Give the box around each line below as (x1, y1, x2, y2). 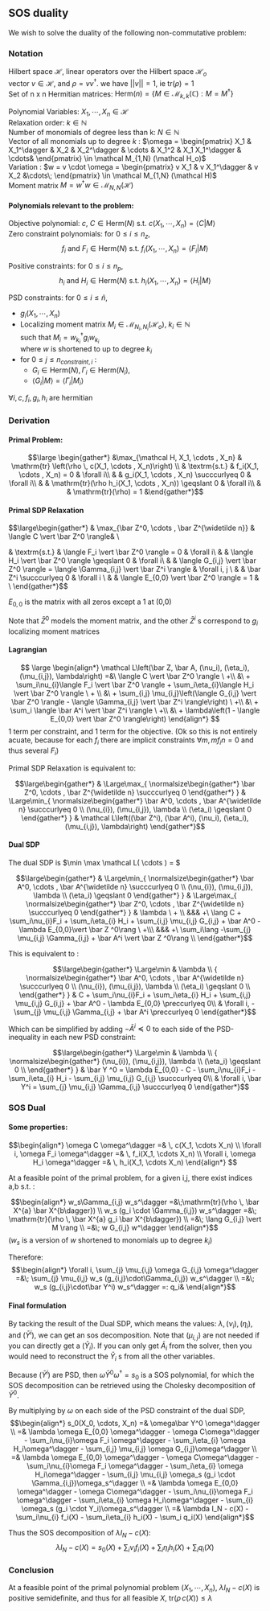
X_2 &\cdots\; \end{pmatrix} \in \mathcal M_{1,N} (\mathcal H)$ (8, 171, 217, 180)
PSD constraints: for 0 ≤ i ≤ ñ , (8, 293, 108, 302)
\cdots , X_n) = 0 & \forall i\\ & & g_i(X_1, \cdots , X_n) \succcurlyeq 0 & (18, 470, 252, 479)
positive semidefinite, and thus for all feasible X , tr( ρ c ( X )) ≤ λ (8, 1593, 213, 1603)
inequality (8, 1033, 42, 1042)
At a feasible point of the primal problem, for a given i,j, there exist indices (8, 1173, 253, 1182)
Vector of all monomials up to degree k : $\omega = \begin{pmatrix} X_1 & (8, 136, 252, 146)
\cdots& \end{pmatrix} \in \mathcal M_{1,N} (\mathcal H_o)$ (8, 153, 207, 163)
